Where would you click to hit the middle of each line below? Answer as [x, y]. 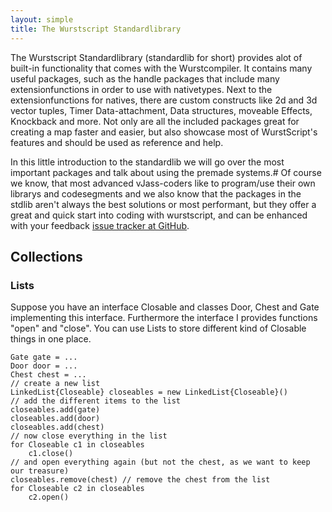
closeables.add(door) [55, 419]
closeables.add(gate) [55, 410]
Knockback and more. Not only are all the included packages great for [155, 121]
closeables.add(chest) [57, 427]
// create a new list [55, 384]
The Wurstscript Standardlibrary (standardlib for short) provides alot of [156, 57]
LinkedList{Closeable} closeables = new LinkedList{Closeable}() [149, 392]
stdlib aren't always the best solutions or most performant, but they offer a [163, 204]
